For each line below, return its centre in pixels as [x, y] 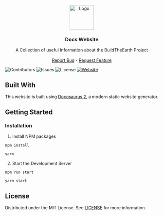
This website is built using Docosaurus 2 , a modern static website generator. [82, 97]
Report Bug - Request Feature [82, 60]
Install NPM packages [34, 136]
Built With [20, 85]
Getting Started [29, 112]
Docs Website [82, 39]
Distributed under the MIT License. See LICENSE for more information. [76, 208]
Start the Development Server [42, 163]
